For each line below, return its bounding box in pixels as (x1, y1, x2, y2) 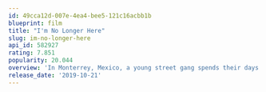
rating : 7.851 (8, 49, 56, 57)
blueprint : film (8, 19, 62, 27)
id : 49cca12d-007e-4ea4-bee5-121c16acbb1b (8, 11, 152, 20)
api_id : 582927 (8, 42, 59, 50)
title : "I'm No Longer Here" (8, 26, 105, 34)
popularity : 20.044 (8, 57, 73, 65)
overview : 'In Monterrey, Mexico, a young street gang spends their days (8, 64, 260, 72)
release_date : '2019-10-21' (8, 71, 102, 79)
